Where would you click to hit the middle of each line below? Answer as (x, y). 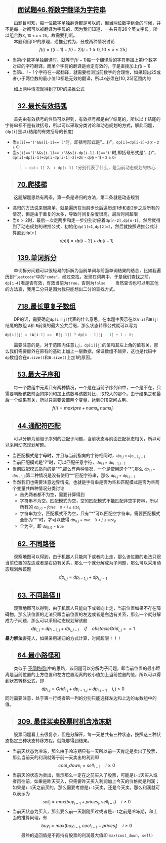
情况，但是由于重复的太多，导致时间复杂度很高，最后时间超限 (75, 214)
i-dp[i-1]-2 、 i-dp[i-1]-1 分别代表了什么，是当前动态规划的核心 (90, 167)
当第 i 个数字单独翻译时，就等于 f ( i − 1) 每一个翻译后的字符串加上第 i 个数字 (84, 60)
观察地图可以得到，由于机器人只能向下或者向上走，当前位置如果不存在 (85, 608)
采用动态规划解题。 (29, 445)
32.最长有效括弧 (42, 106)
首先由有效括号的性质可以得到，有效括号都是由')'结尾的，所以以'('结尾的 (87, 119)
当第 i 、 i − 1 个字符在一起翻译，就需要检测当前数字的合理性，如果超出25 (84, 72)
